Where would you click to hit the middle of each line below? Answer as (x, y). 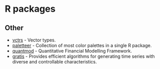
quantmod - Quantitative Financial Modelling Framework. (72, 51)
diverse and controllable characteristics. (54, 62)
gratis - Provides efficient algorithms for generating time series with (84, 56)
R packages (30, 9)
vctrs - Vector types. (34, 40)
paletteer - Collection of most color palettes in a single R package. (82, 45)
